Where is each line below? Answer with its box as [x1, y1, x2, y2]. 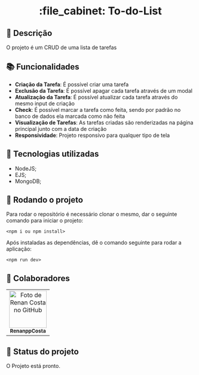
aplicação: [6, 245, 32, 252]
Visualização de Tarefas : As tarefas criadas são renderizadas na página [14, 118, 194, 126]
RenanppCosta [10, 328, 46, 334]
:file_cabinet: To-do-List [38, 4, 163, 18]
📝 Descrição [6, 28, 53, 38]
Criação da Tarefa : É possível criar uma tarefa [14, 81, 129, 88]
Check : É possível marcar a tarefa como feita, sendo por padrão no [14, 106, 181, 113]
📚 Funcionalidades [6, 62, 79, 72]
